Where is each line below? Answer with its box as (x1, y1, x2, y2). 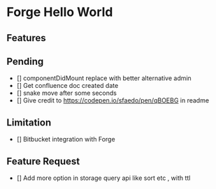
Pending (6, 55, 44, 67)
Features (6, 32, 46, 44)
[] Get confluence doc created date (16, 82, 119, 90)
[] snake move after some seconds (16, 89, 117, 98)
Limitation (6, 116, 52, 128)
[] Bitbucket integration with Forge (16, 135, 116, 144)
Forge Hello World (6, 4, 113, 20)
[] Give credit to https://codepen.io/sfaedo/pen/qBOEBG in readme (16, 96, 210, 105)
